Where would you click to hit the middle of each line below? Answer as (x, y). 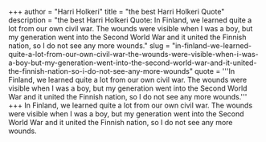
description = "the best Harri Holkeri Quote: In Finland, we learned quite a (130, 20)
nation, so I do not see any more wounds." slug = (89, 46)
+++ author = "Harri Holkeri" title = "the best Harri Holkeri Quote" (117, 12)
